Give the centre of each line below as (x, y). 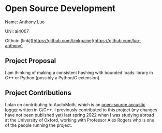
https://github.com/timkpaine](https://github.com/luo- (87, 40)
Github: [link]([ (19, 40)
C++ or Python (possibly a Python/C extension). (53, 77)
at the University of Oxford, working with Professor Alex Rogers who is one (80, 120)
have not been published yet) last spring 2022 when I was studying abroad (80, 115)
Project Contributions (38, 93)
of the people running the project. (39, 125)
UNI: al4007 (17, 31)
